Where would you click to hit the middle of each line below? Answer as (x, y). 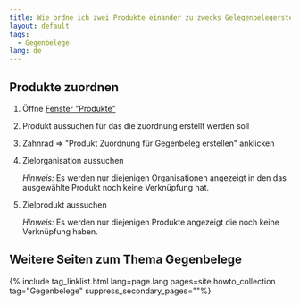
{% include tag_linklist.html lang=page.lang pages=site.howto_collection (142, 281)
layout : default (39, 26)
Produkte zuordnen (64, 87)
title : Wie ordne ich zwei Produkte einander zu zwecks (115, 17)
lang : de (25, 51)
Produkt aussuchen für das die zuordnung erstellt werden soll (136, 125)
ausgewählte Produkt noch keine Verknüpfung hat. (116, 187)
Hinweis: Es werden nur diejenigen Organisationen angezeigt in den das (154, 178)
